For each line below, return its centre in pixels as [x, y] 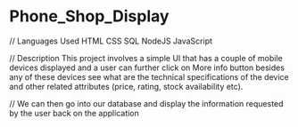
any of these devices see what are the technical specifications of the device [149, 76]
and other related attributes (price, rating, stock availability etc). [126, 86]
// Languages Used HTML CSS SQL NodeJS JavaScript [111, 41]
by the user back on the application [74, 113]
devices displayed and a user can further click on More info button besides [147, 67]
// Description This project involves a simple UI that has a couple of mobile [146, 58]
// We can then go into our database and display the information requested [146, 103]
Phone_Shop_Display [89, 16]
